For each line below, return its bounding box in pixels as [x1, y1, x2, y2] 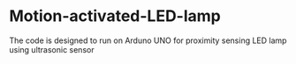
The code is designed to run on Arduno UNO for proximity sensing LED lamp [9, 35, 287, 46]
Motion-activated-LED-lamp [9, 6, 221, 26]
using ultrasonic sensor [9, 44, 95, 54]
